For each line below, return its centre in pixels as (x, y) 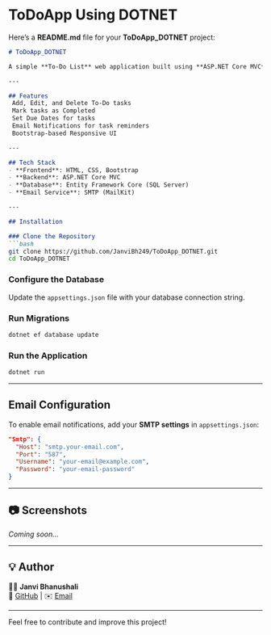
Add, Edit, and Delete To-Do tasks (71, 103)
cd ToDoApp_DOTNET (39, 259)
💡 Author (31, 567)
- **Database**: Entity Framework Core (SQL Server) (99, 185)
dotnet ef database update (54, 334)
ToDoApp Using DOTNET (93, 15)
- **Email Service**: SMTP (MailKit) (72, 193)
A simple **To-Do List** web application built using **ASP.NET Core (128, 66)
